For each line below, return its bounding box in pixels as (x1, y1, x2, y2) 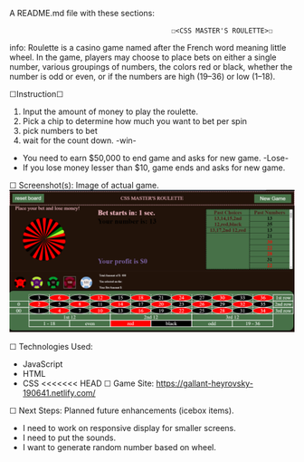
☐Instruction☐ (9, 89, 64, 99)
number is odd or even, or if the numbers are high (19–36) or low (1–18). (9, 72, 276, 82)
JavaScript (22, 359, 63, 370)
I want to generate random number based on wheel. (22, 442, 217, 453)
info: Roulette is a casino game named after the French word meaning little (9, 43, 287, 53)
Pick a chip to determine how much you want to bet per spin (22, 116, 247, 126)
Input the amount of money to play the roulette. (22, 106, 199, 117)
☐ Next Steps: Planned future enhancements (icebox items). (9, 405, 234, 416)
